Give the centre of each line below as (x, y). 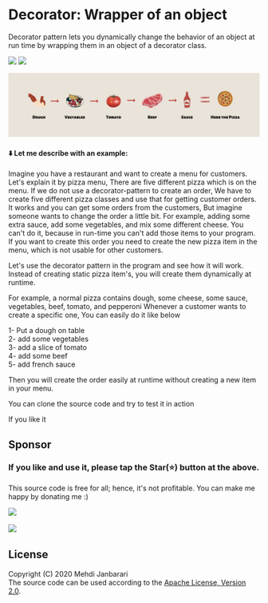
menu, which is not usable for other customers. (86, 250)
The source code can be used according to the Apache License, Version (127, 582)
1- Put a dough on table (47, 331)
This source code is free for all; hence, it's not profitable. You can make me (132, 488)
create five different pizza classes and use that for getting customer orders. (132, 199)
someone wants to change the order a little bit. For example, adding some (129, 216)
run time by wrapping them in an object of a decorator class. (108, 45)
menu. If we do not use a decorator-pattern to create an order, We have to (130, 191)
